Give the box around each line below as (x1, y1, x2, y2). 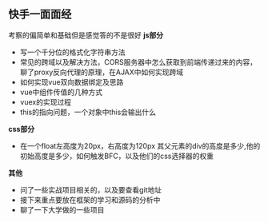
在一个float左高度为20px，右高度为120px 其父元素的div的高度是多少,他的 (19, 141, 261, 150)
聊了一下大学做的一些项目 (19, 204, 105, 214)
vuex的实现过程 (19, 97, 72, 106)
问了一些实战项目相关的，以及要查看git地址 (19, 184, 162, 194)
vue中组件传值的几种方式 (19, 87, 103, 97)
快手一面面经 (8, 7, 72, 22)
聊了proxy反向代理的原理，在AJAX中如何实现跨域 (19, 67, 184, 77)
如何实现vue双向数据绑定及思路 (19, 77, 124, 86)
